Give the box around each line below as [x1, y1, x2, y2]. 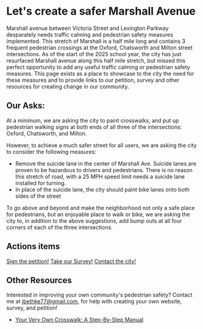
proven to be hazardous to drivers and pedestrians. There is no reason [15, 166, 193, 173]
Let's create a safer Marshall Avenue [6, 4, 196, 18]
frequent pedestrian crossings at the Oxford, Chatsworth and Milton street [6, 44, 193, 51]
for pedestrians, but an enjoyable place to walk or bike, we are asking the [6, 211, 190, 218]
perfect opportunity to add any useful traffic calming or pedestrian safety [6, 63, 190, 71]
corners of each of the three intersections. [6, 223, 113, 231]
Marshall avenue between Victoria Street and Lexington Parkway [6, 24, 169, 32]
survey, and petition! [6, 304, 58, 312]
